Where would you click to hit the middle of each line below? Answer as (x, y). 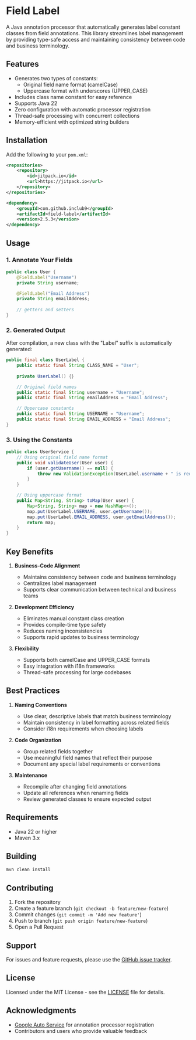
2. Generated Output (36, 330)
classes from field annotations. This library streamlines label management (95, 33)
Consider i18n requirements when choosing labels (83, 729)
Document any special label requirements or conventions (92, 764)
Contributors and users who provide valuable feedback (81, 1031)
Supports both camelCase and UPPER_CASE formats (87, 660)
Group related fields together (58, 751)
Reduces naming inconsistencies (63, 631)
